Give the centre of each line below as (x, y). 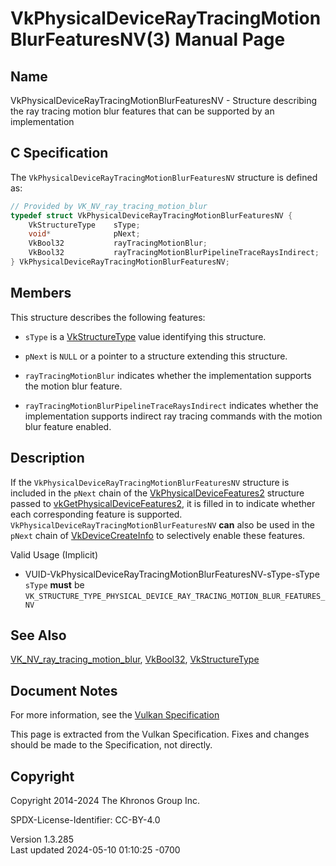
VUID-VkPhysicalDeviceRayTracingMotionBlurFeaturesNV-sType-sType (172, 574)
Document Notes (64, 690)
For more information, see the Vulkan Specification (115, 715)
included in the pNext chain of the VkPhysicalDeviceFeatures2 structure (157, 493)
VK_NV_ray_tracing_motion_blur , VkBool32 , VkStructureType (135, 659)
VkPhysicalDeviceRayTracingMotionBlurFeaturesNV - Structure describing (164, 100)
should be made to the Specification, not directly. (111, 745)
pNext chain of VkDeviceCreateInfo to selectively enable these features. (158, 535)
